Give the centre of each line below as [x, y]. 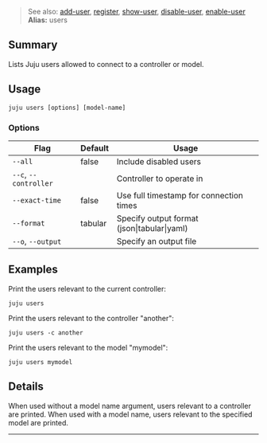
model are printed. [39, 422]
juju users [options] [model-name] [67, 108]
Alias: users [47, 20]
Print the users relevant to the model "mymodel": [88, 347]
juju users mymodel [41, 362]
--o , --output [37, 241]
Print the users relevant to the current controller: [87, 288]
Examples [33, 270]
